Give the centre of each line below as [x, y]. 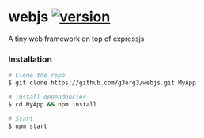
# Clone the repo [37, 76]
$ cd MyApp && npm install [53, 104]
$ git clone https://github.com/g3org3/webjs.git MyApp [102, 83]
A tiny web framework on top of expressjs [76, 39]
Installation [30, 59]
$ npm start [28, 126]
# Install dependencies [47, 97]
